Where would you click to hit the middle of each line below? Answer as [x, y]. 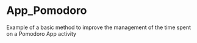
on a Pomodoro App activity [41, 33]
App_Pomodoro [47, 11]
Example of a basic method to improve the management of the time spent [99, 27]
